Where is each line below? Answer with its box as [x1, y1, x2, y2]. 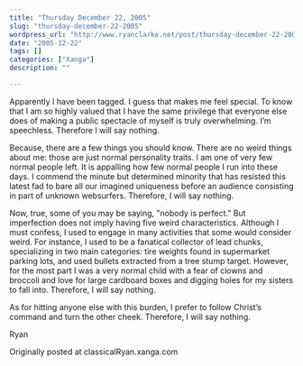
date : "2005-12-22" [9, 38, 83, 48]
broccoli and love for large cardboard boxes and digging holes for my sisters [9, 274, 294, 285]
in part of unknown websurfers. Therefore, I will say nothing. [9, 190, 234, 201]
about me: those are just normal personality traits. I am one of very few [9, 151, 273, 162]
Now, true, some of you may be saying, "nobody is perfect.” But [9, 207, 246, 218]
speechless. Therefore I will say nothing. [9, 124, 160, 135]
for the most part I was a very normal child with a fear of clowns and [9, 265, 263, 276]
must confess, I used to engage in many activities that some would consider [9, 226, 291, 237]
